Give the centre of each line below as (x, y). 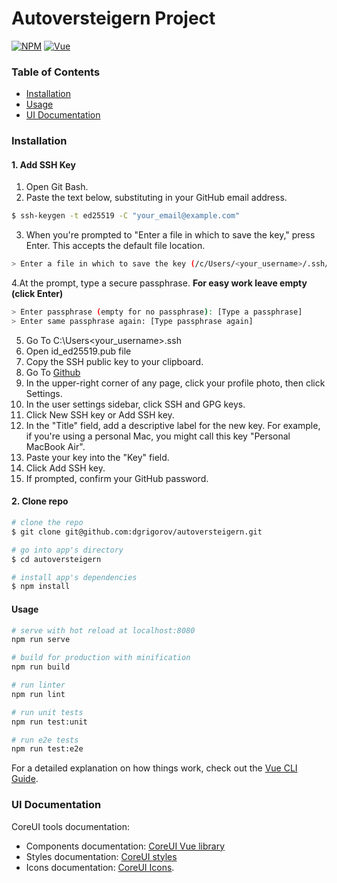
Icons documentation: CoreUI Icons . (100, 867)
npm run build (41, 667)
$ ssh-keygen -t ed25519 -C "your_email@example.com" (126, 216)
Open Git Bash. (57, 187)
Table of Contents (56, 72)
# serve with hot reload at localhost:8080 (103, 630)
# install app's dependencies (74, 577)
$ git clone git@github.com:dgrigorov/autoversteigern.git (137, 532)
